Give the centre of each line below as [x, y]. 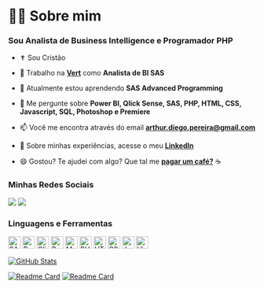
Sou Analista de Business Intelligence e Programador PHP [121, 41]
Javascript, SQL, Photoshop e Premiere [85, 112]
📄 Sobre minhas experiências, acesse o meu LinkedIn [106, 146]
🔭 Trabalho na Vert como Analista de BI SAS [92, 73]
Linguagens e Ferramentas [60, 223]
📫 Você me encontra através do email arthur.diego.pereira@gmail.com [137, 127]
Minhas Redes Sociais [51, 185]
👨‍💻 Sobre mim [55, 16]
